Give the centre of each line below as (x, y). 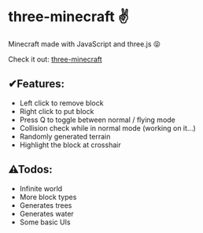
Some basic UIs (45, 222)
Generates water (47, 213)
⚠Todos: (30, 170)
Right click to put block (57, 111)
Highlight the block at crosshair (70, 145)
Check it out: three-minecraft (55, 59)
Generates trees (46, 205)
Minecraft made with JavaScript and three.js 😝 (85, 44)
